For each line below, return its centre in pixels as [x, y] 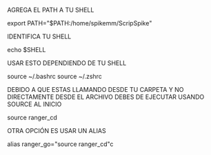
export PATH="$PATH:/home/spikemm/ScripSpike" [80, 23]
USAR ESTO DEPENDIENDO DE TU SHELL [67, 63]
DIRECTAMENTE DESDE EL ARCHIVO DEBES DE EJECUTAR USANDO [106, 97]
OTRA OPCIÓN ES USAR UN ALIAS [57, 131]
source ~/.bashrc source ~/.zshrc [54, 76]
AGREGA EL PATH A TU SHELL [51, 10]
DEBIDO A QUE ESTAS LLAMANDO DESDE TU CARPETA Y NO [96, 90]
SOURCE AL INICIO [34, 104]
